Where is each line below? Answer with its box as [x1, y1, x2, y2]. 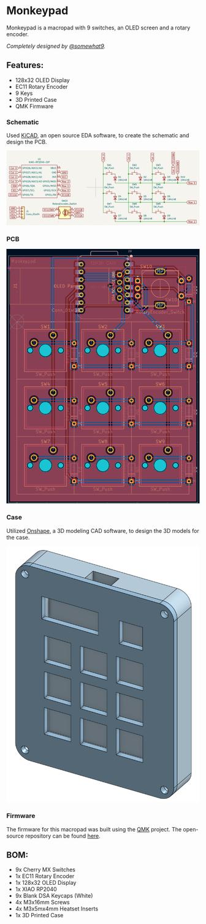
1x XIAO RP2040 [15, 885, 57, 893]
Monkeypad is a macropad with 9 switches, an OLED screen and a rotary [6, 24, 191, 31]
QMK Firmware [15, 102, 54, 110]
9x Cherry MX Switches [15, 866, 75, 874]
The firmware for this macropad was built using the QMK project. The [6, 825, 182, 833]
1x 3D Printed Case [15, 912, 64, 919]
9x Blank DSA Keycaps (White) [15, 892, 93, 899]
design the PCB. [6, 139, 47, 146]
